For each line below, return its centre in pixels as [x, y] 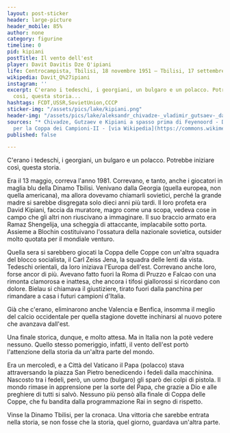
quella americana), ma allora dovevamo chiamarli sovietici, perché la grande [114, 196]
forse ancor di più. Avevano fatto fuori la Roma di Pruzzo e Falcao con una [112, 274]
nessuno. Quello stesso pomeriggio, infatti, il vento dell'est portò [98, 344]
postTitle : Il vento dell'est [50, 58]
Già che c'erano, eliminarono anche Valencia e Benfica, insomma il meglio [111, 309]
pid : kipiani [26, 52]
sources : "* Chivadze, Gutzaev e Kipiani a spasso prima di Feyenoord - [113, 122]
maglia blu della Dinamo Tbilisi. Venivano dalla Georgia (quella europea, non [114, 188]
